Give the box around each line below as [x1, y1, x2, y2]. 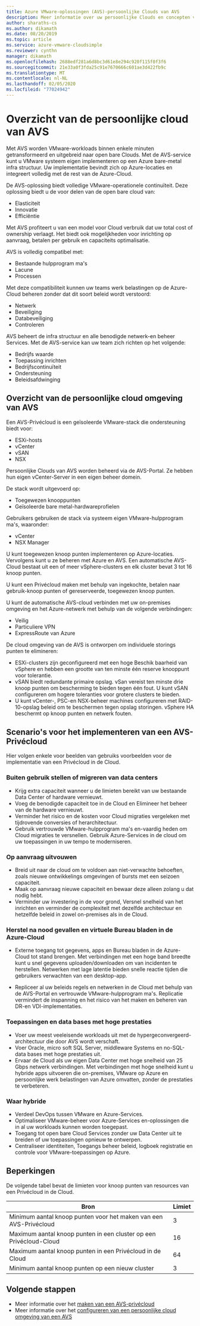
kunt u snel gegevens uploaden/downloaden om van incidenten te [14, 960, 177, 967]
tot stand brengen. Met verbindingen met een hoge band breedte [30, 953, 191, 960]
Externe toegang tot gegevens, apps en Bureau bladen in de [14, 947, 162, 954]
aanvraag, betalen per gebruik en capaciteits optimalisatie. [6, 237, 150, 244]
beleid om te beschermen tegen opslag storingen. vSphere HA [40, 703, 194, 711]
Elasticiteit [14, 200, 40, 207]
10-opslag [14, 703, 40, 711]
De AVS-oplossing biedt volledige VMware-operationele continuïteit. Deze [6, 182, 189, 189]
